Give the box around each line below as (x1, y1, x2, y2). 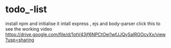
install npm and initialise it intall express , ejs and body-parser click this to (5, 20, 161, 27)
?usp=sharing (5, 37, 34, 43)
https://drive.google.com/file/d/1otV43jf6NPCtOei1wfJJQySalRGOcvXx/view (5, 31, 166, 37)
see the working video (5, 26, 52, 32)
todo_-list (5, 4, 47, 15)
